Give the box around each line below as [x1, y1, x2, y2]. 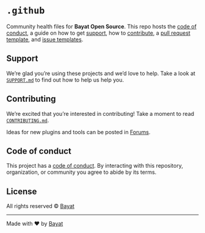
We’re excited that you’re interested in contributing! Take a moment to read [6, 110, 195, 117]
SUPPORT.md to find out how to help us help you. [6, 76, 124, 84]
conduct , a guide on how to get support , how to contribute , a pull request [6, 29, 191, 37]
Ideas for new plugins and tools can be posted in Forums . [6, 128, 151, 135]
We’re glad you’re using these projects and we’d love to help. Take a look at [6, 70, 196, 77]
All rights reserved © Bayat [6, 203, 75, 210]
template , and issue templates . [6, 35, 84, 43]
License [6, 186, 37, 196]
